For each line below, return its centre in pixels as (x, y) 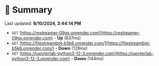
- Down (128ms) (71, 48)
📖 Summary (28, 10)
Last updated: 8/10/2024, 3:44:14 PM (43, 23)
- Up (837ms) (67, 38)
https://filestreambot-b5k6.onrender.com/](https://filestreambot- (86, 43)
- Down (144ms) (87, 58)
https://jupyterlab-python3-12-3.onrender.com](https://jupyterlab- (88, 53)
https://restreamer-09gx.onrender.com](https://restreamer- (81, 33)
